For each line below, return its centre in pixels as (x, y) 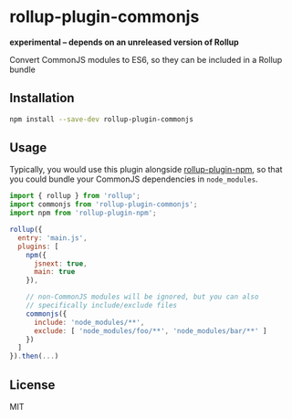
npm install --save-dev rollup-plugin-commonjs (102, 119)
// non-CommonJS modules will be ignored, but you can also (142, 297)
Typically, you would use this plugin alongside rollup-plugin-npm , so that (146, 170)
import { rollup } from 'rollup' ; (75, 196)
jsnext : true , (61, 263)
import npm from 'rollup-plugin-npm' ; (83, 213)
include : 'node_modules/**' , (89, 322)
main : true (54, 272)
